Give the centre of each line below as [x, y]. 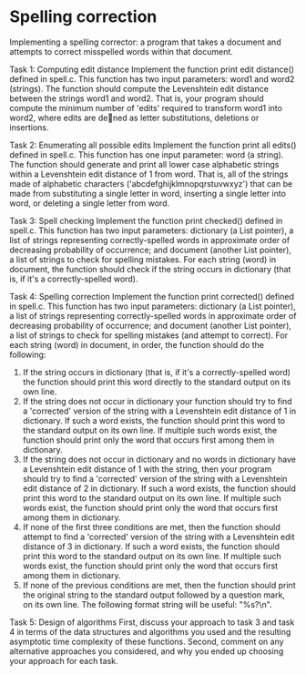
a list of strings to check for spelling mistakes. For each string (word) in [143, 259]
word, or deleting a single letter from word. [90, 203]
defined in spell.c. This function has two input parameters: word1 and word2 [152, 78]
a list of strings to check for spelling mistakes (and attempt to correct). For [149, 335]
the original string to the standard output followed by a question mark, [153, 595]
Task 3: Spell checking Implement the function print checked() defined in [146, 220]
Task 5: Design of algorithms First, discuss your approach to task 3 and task [152, 622]
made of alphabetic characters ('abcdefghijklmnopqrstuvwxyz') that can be [151, 183]
